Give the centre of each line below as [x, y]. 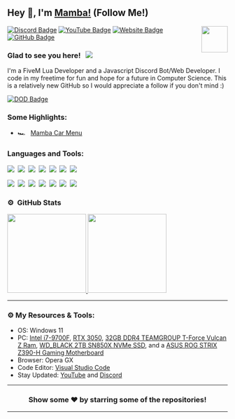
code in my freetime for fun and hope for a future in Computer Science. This [117, 78]
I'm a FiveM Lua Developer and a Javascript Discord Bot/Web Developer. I [114, 71]
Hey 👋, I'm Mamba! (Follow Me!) [78, 13]
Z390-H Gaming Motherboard [60, 353]
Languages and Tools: [45, 153]
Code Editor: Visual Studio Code [64, 368]
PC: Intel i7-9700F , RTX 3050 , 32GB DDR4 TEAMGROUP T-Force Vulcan [122, 338]
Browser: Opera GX [45, 360]
